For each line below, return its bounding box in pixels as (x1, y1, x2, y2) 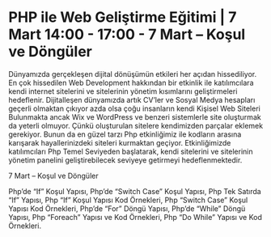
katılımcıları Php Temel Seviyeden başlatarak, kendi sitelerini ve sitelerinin (8, 146, 253, 156)
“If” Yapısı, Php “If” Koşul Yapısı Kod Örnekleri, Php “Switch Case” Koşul (8, 195, 248, 205)
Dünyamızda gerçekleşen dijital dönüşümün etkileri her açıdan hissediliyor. (8, 69, 257, 78)
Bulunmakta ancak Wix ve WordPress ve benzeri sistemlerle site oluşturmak (8, 112, 261, 121)
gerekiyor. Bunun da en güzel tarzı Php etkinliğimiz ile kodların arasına (8, 129, 242, 139)
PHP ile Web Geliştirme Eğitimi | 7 (8, 8, 237, 27)
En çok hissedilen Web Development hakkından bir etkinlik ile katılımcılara (8, 78, 254, 87)
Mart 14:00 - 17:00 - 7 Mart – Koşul (8, 25, 246, 44)
